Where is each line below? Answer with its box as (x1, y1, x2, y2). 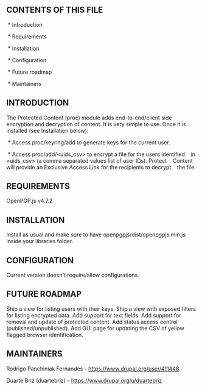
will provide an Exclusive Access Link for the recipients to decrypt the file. (6, 163, 196, 171)
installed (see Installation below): (6, 127, 89, 134)
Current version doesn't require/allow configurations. (6, 271, 140, 279)
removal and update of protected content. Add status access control (6, 318, 178, 325)
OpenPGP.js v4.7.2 (6, 197, 53, 205)
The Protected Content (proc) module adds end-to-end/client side (6, 114, 172, 121)
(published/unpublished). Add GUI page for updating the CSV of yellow (6, 324, 184, 331)
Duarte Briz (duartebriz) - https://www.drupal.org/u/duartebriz (6, 377, 162, 384)
